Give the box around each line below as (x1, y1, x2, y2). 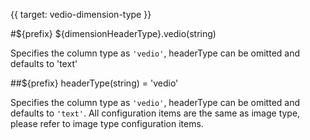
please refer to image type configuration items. (10, 118, 204, 129)
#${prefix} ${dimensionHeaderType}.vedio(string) (10, 28, 217, 39)
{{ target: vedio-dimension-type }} (10, 9, 152, 20)
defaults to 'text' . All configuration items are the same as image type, (10, 107, 301, 119)
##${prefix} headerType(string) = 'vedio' (10, 77, 179, 89)
